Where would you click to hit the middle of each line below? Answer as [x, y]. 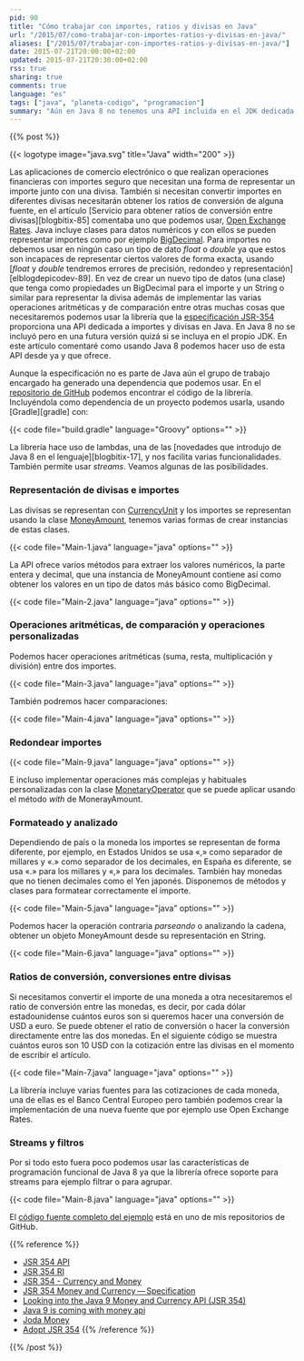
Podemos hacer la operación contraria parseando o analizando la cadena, [148, 926]
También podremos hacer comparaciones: [88, 701]
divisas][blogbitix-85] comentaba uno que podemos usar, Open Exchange [147, 220]
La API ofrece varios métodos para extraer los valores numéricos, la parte [147, 564]
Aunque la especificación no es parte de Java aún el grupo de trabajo [140, 373]
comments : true [38, 86]
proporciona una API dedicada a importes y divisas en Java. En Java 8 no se [152, 327]
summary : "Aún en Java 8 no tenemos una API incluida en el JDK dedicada [152, 111]
